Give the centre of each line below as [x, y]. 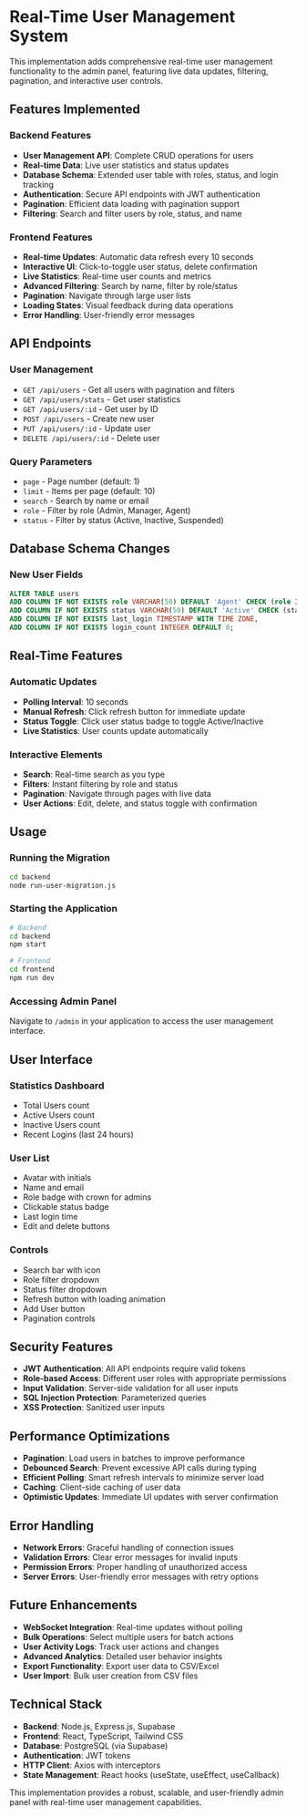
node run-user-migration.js [63, 885]
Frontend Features [51, 237]
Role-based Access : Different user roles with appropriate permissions [154, 1378]
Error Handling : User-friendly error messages [109, 315]
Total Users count [56, 1105]
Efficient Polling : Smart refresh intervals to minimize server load [143, 1478]
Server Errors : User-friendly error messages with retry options [141, 1576]
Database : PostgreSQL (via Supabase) [95, 1745]
